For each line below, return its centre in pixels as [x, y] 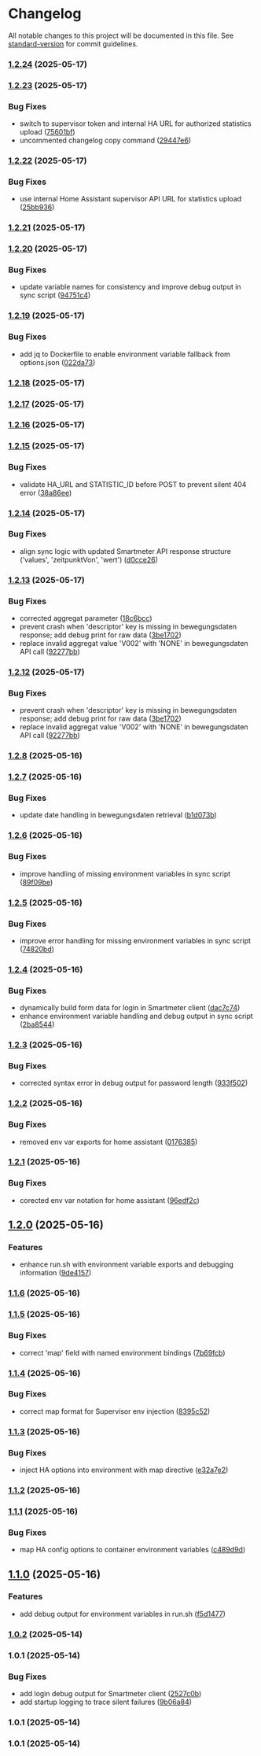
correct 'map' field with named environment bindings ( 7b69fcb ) [122, 1352]
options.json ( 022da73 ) [57, 362]
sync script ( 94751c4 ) [55, 295]
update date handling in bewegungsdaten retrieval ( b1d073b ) [118, 815]
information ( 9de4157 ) [55, 1273]
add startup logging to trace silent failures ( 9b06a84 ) [106, 1702]
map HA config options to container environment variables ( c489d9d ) [132, 1550]
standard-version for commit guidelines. [73, 43]
